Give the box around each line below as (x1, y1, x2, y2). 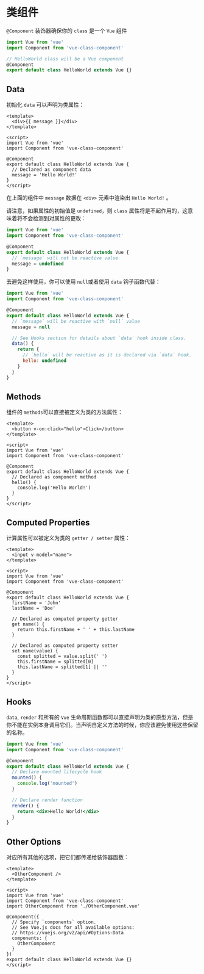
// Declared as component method (12, 474, 97, 480)
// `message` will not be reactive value (12, 254, 119, 261)
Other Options (6, 837, 62, 847)
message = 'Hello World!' (12, 172, 78, 178)
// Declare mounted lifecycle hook (12, 769, 102, 775)
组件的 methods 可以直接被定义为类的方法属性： (6, 408, 124, 416)
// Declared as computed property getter (12, 616, 119, 622)
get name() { (12, 621, 45, 627)
